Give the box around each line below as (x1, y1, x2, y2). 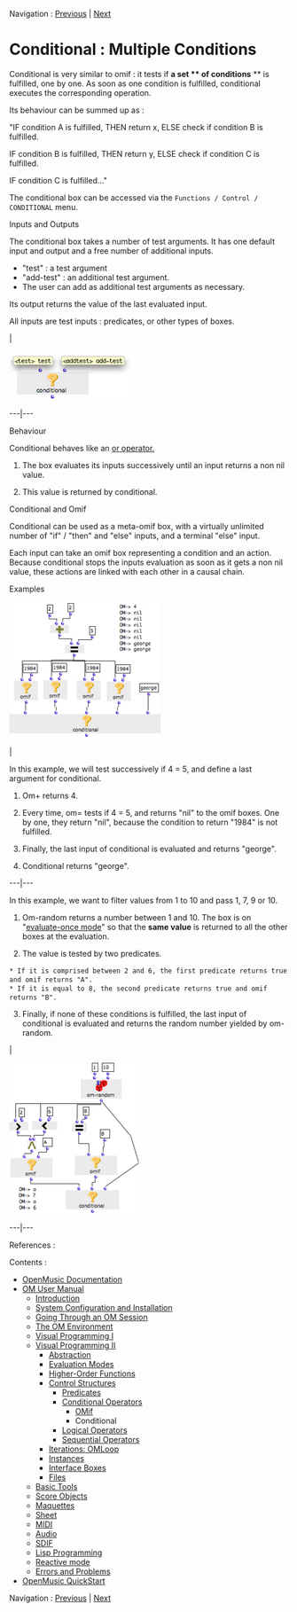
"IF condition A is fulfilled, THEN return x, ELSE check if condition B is (9, 121, 263, 132)
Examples (9, 583, 45, 594)
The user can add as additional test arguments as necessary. (21, 281, 246, 292)
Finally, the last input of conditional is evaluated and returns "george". (21, 843, 277, 854)
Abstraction (48, 1349, 91, 1360)
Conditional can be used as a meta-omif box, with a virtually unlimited (9, 520, 264, 531)
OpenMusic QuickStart (21, 1575, 106, 1586)
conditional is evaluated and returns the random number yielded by (21, 1018, 268, 1029)
